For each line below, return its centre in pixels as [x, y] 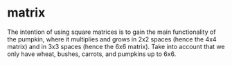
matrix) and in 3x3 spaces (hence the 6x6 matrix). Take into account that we [116, 46]
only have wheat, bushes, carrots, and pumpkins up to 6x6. [92, 54]
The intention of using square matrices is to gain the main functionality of [111, 32]
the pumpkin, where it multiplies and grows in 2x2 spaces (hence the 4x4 [112, 39]
